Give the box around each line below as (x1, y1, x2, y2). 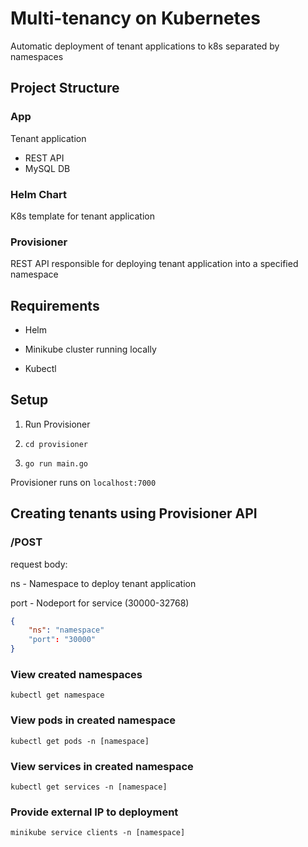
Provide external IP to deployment (10, 805, 179, 819)
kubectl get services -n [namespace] (10, 782, 168, 792)
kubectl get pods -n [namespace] (10, 736, 150, 746)
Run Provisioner (24, 418, 91, 430)
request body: (10, 558, 68, 570)
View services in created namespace (10, 759, 194, 773)
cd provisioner (24, 439, 89, 449)
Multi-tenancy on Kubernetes (10, 7, 261, 30)
